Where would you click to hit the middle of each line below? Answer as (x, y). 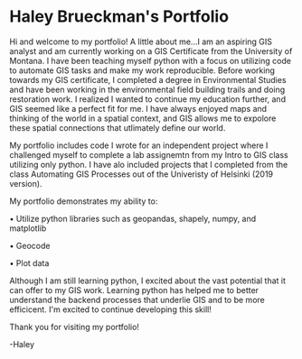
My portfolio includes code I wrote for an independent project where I (139, 145)
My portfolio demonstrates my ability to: (84, 201)
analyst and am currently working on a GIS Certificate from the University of (151, 51)
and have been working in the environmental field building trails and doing (147, 89)
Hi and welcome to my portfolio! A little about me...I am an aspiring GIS (141, 41)
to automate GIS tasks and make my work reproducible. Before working (142, 70)
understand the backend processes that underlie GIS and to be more (137, 299)
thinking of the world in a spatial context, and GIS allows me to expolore (143, 118)
